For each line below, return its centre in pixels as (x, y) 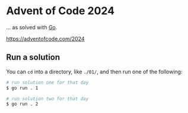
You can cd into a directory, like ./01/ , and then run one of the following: (94, 72)
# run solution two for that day (47, 99)
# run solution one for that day (47, 82)
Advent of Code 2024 (60, 11)
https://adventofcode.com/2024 (45, 38)
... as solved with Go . (32, 27)
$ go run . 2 (22, 104)
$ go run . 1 (22, 88)
